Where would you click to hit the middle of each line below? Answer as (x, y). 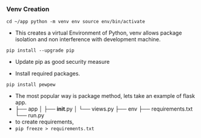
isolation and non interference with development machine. (88, 40)
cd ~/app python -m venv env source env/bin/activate (76, 22)
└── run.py (29, 116)
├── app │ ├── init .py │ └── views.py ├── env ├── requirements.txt (104, 109)
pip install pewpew (31, 85)
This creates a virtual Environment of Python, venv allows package (98, 33)
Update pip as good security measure (62, 62)
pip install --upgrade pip (40, 50)
